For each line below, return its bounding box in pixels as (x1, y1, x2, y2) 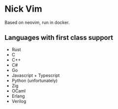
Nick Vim (4, 3, 43, 15)
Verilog (11, 98, 26, 104)
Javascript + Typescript (11, 72, 60, 78)
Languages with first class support (4, 34, 114, 42)
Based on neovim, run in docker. (4, 19, 70, 25)
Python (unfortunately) (11, 77, 58, 83)
